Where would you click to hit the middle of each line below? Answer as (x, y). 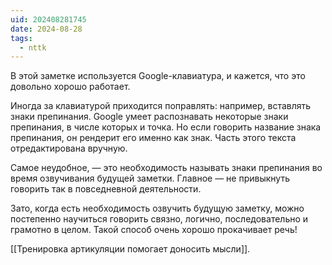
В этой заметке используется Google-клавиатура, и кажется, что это (158, 76)
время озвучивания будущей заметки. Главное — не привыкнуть (150, 178)
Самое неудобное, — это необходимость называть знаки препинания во (166, 168)
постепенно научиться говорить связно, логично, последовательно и (159, 219)
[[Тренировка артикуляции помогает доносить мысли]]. (130, 249)
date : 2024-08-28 (46, 29)
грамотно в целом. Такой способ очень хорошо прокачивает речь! (154, 230)
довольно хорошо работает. (70, 87)
